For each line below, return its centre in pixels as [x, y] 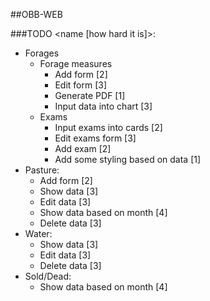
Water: [38, 233]
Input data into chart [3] [103, 106]
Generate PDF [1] [90, 95]
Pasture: [42, 170]
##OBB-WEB [36, 14]
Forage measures [76, 63]
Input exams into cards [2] [108, 127]
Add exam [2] [83, 148]
